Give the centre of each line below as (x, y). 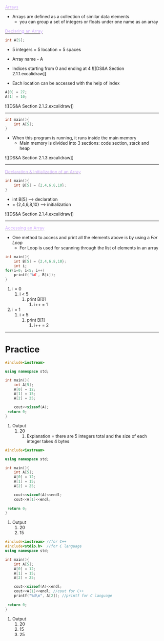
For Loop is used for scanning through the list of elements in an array (89, 248)
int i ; (20, 266)
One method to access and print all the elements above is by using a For (85, 237)
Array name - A (28, 59)
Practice (22, 350)
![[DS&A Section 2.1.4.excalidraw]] (40, 214)
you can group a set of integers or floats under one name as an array (89, 22)
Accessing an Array (25, 228)
